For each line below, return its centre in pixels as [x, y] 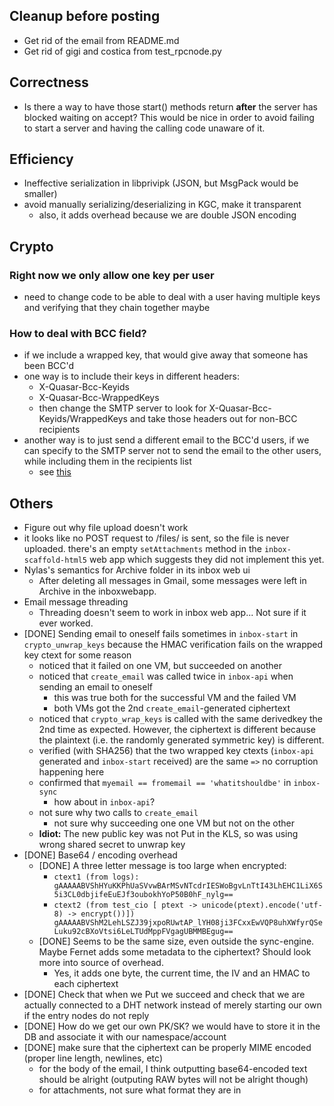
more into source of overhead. [101, 963]
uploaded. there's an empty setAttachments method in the [142, 549]
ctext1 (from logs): [96, 877]
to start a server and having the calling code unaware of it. [144, 128]
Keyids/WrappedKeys [83, 419]
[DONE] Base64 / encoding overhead [100, 855]
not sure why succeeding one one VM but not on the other [174, 823]
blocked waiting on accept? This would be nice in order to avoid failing [169, 117]
